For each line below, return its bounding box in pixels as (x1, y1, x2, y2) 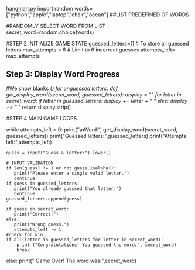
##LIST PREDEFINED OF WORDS (109, 11, 189, 18)
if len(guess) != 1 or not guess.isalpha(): (6, 165, 117, 171)
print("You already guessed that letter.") (13, 185, 122, 192)
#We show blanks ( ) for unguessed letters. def (6, 85, 118, 92)
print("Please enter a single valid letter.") (13, 170, 130, 176)
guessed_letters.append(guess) (6, 196, 83, 202)
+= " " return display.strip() (6, 103, 71, 110)
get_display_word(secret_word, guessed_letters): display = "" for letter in (6, 91, 182, 98)
